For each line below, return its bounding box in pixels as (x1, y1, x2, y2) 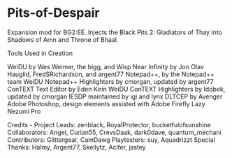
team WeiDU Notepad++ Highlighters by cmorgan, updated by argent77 (7, 77, 215, 85)
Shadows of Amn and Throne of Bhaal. (7, 35, 119, 43)
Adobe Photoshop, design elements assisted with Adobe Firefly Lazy (7, 99, 206, 108)
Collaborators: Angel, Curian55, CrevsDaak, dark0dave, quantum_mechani (7, 128, 222, 136)
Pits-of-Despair (7, 5, 100, 21)
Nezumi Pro (7, 107, 41, 115)
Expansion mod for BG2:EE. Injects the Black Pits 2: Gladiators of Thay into (7, 28, 222, 36)
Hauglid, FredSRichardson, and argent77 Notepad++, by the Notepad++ (7, 70, 215, 78)
